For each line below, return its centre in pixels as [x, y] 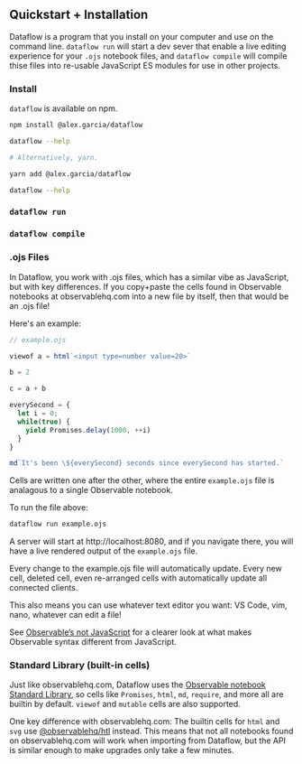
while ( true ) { [44, 422]
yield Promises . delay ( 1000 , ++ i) [88, 430]
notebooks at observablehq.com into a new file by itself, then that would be [149, 296]
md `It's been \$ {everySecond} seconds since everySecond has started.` [146, 463]
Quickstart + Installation [79, 15]
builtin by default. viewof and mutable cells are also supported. [125, 704]
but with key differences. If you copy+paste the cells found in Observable [146, 286]
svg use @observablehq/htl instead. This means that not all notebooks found [151, 731]
